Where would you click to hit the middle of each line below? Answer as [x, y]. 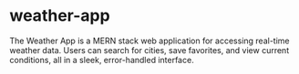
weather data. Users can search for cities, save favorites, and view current [149, 50]
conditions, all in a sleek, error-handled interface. [102, 60]
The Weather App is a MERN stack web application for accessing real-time [149, 41]
